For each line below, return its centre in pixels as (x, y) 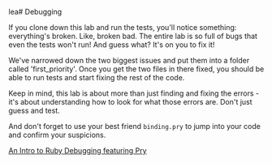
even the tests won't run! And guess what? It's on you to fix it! (112, 45)
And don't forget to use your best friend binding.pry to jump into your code (135, 126)
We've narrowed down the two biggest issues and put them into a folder (129, 60)
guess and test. (34, 110)
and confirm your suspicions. (57, 135)
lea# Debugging (35, 12)
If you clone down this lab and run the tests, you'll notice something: (123, 27)
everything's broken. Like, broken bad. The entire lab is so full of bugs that (133, 36)
